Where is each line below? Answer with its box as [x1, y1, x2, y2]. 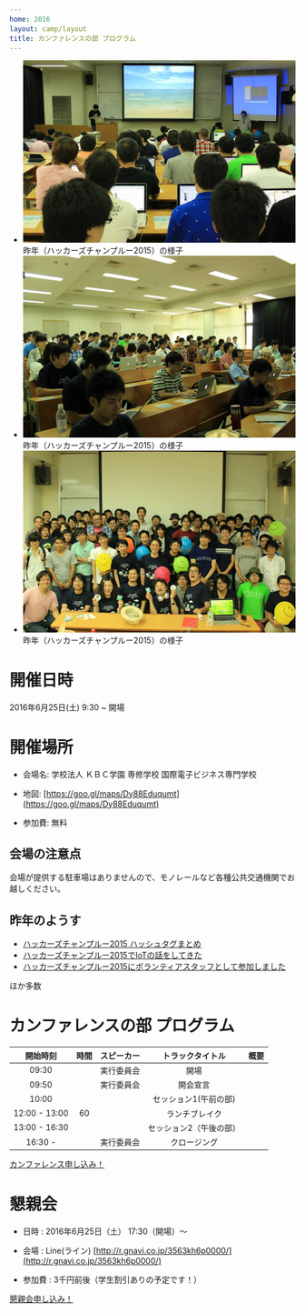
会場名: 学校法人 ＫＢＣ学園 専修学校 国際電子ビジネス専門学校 [22, 768, 257, 779]
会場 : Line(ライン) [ [22, 1245, 97, 1256]
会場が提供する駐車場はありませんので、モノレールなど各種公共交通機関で [9, 872, 288, 883]
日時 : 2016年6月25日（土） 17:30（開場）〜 [22, 1226, 188, 1237]
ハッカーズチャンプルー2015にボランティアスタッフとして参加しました [22, 961, 286, 972]
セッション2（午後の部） [147, 1122, 241, 1133]
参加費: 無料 [22, 817, 68, 827]
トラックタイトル [162, 1050, 227, 1061]
